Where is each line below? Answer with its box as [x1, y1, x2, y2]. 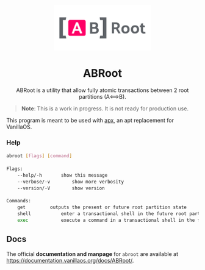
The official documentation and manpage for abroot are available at [6, 250, 179, 257]
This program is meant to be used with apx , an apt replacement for [6, 116, 174, 124]
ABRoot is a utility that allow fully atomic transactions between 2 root [16, 87, 189, 94]
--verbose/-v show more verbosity [17, 179, 124, 185]
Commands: [6, 198, 32, 204]
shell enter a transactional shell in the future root [17, 211, 187, 217]
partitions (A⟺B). [79, 93, 126, 100]
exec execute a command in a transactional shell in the [17, 217, 195, 223]
